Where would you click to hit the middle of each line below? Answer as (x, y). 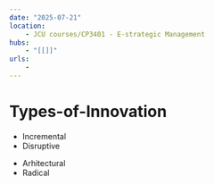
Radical (36, 172)
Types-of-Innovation (88, 112)
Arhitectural (44, 163)
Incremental (44, 136)
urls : (19, 59)
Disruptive (41, 146)
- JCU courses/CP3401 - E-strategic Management (115, 34)
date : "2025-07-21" (45, 17)
